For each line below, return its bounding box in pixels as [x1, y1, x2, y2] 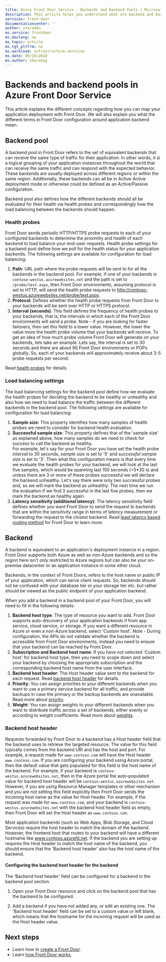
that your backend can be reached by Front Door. [12, 644, 113, 650]
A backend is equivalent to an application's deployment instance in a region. [5, 547, 161, 553]
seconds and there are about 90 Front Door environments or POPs [12, 345, 148, 351]
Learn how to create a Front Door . [12, 946, 82, 952]
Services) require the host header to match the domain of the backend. [5, 824, 150, 830]
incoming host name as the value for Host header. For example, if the [5, 794, 146, 800]
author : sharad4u [5, 26, 41, 31]
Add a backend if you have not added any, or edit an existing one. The [12, 903, 156, 909]
